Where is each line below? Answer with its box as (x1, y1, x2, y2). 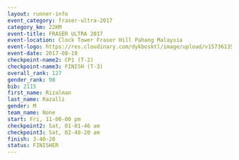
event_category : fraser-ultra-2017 (7, 17, 113, 24)
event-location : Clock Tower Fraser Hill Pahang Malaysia (7, 37, 183, 44)
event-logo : (7, 43, 43, 50)
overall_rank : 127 (7, 69, 62, 76)
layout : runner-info (7, 10, 69, 18)
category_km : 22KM (7, 23, 62, 30)
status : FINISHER (7, 142, 59, 149)
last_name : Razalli (7, 96, 65, 103)
